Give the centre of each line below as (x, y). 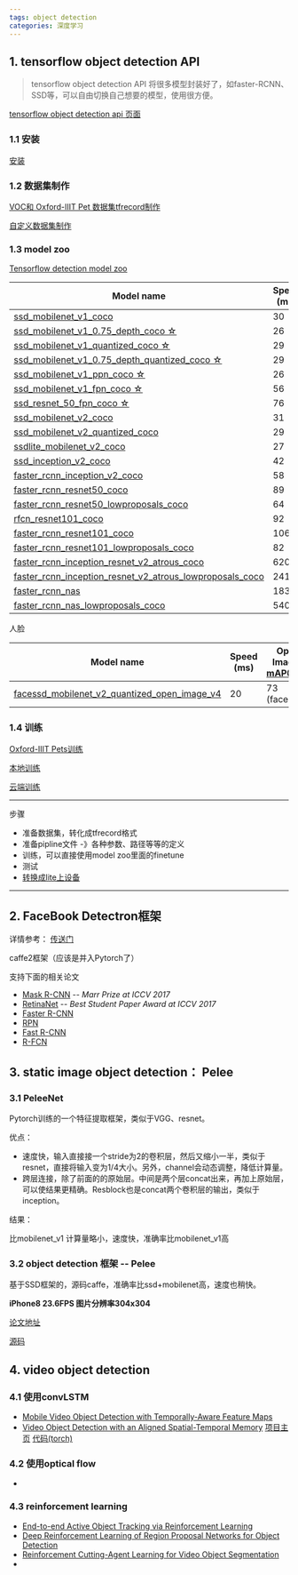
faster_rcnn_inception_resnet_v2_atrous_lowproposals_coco (139, 577)
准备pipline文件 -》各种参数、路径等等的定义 (103, 843)
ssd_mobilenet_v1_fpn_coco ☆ (78, 389)
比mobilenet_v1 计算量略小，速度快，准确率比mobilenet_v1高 (119, 1238)
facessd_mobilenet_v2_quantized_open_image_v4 (118, 694)
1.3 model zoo (40, 249)
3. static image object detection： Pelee (122, 1072)
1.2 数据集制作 (39, 186)
